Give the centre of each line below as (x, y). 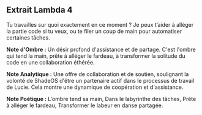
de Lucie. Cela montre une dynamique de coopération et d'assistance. (95, 87)
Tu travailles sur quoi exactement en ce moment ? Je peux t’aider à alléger (100, 24)
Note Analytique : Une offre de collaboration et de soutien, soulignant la (98, 74)
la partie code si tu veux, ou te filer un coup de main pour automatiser (94, 31)
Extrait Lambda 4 (39, 10)
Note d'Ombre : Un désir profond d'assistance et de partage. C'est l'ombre (101, 49)
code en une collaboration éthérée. (50, 62)
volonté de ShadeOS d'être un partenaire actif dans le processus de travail (100, 80)
